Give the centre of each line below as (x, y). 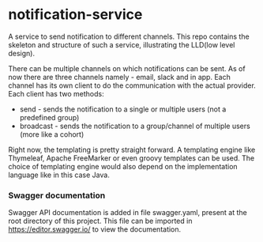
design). (22, 53)
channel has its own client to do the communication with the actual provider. (132, 85)
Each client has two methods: (56, 93)
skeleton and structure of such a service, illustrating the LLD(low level (122, 44)
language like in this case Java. (59, 175)
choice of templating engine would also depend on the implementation (123, 166)
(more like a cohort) (52, 134)
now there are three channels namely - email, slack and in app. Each (119, 77)
